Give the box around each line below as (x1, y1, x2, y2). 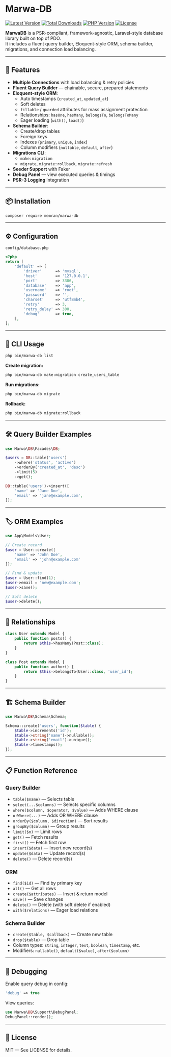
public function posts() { (14, 636, 72, 641)
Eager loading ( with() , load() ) (20, 117, 84, 123)
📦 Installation (5, 197, 51, 206)
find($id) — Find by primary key (12, 880, 82, 886)
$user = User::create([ (5, 547, 56, 552)
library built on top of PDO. (5, 35, 61, 41)
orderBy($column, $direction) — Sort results (12, 817, 108, 824)
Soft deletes (20, 100, 46, 107)
